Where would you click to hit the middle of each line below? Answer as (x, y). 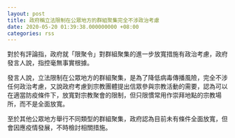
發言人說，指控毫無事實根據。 (50, 63)
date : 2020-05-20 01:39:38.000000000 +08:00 (73, 27)
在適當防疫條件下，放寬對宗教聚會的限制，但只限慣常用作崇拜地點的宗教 (111, 95)
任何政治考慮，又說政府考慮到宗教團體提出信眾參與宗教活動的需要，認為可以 (117, 87)
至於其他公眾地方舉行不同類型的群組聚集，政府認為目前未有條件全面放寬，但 (117, 119)
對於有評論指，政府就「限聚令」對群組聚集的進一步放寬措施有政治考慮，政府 (117, 54)
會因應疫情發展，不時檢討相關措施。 (59, 127)
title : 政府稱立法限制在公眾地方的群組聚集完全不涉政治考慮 (83, 20)
